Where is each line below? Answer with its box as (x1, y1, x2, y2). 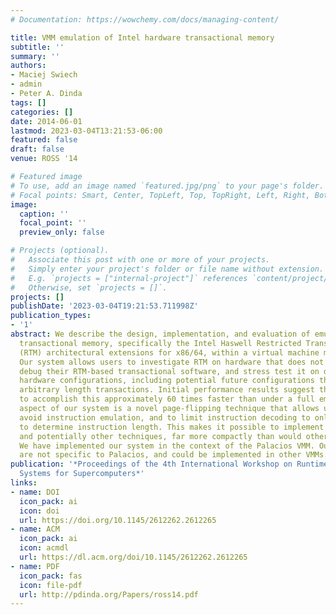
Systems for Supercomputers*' (19, 469, 145, 479)
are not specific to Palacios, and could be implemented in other (19, 450, 302, 460)
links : (10, 478, 38, 488)
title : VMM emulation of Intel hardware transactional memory (10, 32, 275, 43)
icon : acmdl (19, 543, 70, 553)
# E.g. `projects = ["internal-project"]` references (10, 273, 248, 283)
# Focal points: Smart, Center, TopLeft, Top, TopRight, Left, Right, (10, 190, 311, 200)
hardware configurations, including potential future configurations (19, 376, 315, 386)
